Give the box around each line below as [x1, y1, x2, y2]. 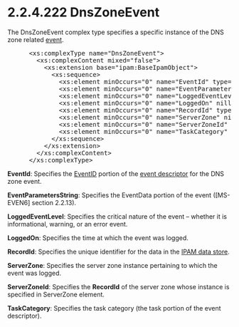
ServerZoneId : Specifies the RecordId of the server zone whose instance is [7, 282, 230, 291]
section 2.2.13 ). [31, 198, 77, 207]
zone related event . [7, 35, 64, 43]
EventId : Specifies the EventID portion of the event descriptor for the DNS [7, 169, 225, 178]
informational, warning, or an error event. [7, 219, 128, 228]
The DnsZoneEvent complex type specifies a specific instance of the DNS [7, 28, 224, 36]
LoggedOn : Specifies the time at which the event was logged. [7, 233, 188, 242]
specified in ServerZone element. [7, 290, 105, 299]
